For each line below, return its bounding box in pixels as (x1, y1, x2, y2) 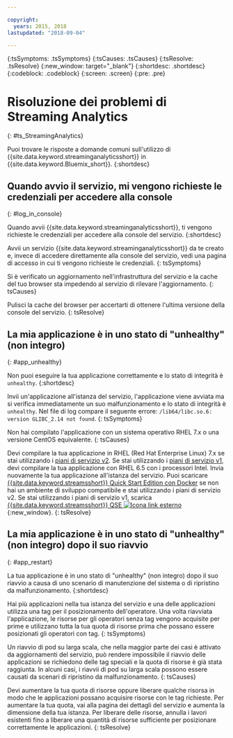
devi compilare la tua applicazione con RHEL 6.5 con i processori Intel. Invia (7, 463, 224, 472)
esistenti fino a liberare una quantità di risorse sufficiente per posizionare (7, 716, 217, 724)
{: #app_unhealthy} (7, 357, 63, 366)
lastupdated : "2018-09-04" (7, 29, 86, 36)
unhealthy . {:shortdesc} (7, 378, 75, 387)
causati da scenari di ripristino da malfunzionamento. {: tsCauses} (7, 672, 197, 681)
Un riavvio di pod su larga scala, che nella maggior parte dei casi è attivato (7, 642, 221, 651)
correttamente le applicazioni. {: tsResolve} (7, 723, 131, 731)
